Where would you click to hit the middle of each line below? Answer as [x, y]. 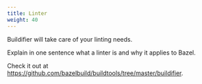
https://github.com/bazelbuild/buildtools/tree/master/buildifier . [95, 73]
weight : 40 [23, 20]
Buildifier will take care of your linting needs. [70, 39]
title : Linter [27, 13]
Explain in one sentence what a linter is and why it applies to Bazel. [102, 53]
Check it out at [28, 66]
